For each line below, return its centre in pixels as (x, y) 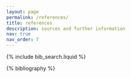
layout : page (23, 12)
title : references (29, 23)
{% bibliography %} (31, 68)
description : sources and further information (66, 28)
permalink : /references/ (37, 17)
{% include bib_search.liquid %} (46, 57)
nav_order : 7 (23, 40)
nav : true (19, 34)
